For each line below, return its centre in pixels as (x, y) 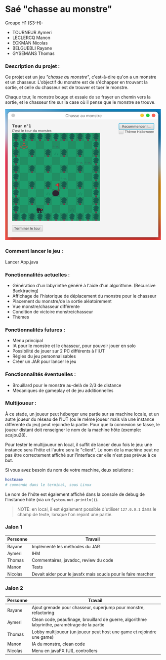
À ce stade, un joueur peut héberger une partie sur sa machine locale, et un (82, 414)
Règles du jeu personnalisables (44, 356)
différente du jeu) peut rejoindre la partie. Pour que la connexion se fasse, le (83, 424)
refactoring (43, 613)
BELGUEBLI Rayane (32, 48)
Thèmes (21, 317)
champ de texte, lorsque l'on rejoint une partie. (65, 514)
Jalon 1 (14, 527)
